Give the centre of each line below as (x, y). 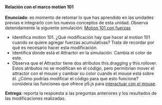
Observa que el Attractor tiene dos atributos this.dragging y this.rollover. (84, 63)
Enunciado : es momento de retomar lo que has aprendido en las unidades (80, 17)
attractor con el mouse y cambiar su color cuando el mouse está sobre (83, 73)
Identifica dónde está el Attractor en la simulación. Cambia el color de (82, 53)
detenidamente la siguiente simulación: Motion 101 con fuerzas (68, 28)
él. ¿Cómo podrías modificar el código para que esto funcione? (75, 79)
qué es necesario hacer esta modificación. (55, 48)
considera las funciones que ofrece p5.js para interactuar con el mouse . (84, 84)
